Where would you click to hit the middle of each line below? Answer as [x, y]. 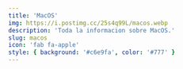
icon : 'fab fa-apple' [44, 45]
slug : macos [28, 38]
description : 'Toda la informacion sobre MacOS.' [92, 30]
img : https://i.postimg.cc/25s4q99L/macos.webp [88, 23]
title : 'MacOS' [33, 15]
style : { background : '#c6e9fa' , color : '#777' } [92, 52]
